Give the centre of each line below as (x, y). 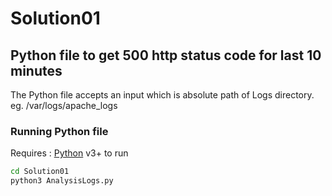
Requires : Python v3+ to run (69, 153)
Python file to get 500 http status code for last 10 (166, 55)
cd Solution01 (40, 172)
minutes (36, 70)
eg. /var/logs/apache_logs (64, 105)
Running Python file (59, 131)
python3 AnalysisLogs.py (62, 181)
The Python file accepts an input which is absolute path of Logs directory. (162, 95)
